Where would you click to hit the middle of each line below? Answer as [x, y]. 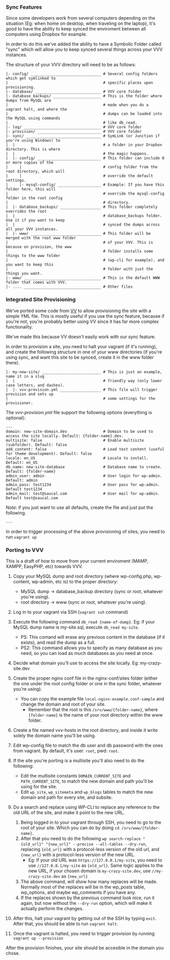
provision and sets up [30, 394]
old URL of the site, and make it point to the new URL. [69, 813]
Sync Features [24, 7]
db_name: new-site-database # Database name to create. [84, 467]
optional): [16, 418]
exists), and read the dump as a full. [58, 642]
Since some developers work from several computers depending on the [81, 18]
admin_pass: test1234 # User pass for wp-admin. [83, 485]
